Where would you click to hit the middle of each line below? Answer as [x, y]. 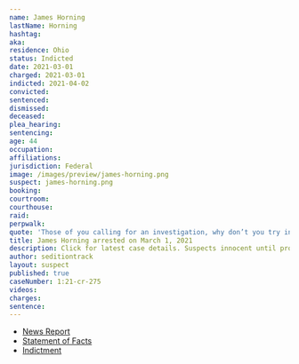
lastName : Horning [43, 26]
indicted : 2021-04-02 [49, 83]
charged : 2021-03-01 [48, 75]
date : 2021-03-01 [41, 67]
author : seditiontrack [51, 257]
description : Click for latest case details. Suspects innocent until [143, 249]
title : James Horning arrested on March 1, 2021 [101, 241]
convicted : [29, 91]
